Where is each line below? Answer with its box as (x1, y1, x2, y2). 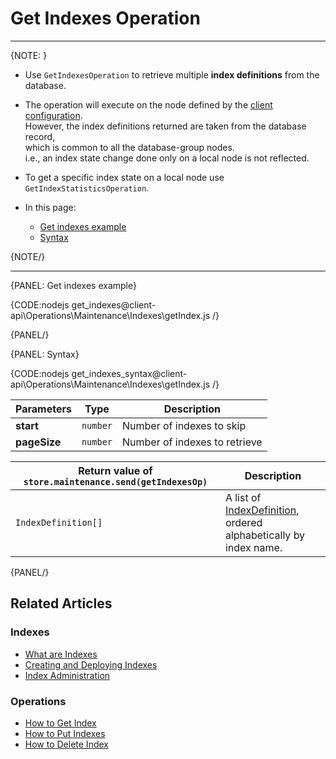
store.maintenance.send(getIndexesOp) (23, 476, 208, 487)
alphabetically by (224, 528, 306, 542)
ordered (224, 515, 263, 529)
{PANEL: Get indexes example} (10, 279, 137, 291)
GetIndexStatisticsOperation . (24, 182, 150, 194)
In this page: (24, 201, 77, 213)
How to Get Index (24, 717, 97, 729)
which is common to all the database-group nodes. (24, 141, 235, 153)
